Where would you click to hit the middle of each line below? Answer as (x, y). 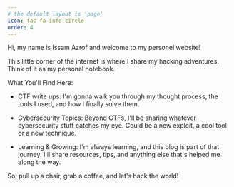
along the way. (39, 162)
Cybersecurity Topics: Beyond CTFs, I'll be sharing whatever (107, 118)
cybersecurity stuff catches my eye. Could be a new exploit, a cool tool (122, 126)
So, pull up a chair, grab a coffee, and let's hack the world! (93, 176)
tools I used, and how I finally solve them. (78, 104)
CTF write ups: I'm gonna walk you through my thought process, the (118, 96)
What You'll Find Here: (40, 83)
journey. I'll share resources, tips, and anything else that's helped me (119, 155)
